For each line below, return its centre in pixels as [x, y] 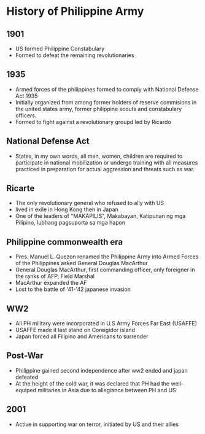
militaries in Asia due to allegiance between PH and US [107, 390]
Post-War [25, 356]
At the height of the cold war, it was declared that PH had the [92, 383]
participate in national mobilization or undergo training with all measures [106, 162]
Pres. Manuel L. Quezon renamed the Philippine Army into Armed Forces [107, 257]
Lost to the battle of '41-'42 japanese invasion [73, 289]
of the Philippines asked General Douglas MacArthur [82, 263]
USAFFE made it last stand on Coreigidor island [75, 330]
